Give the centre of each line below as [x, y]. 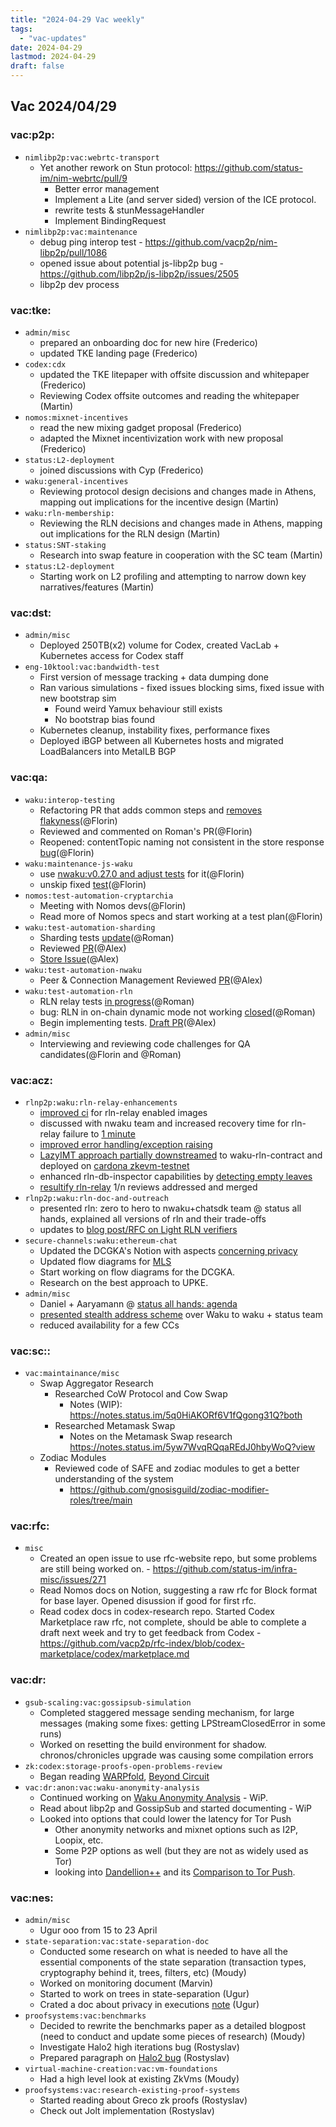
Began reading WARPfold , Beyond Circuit [124, 1776]
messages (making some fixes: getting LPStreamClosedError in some [182, 1723]
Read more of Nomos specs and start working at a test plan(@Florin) [181, 916]
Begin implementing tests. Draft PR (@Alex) [128, 1022]
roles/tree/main [101, 1500]
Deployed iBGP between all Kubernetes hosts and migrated [161, 741]
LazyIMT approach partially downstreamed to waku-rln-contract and [181, 1155]
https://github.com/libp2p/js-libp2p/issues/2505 [139, 273]
